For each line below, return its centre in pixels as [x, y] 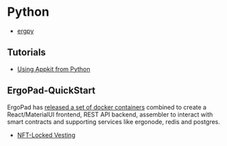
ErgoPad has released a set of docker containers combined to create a [107, 107]
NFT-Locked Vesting [46, 135]
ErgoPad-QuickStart [51, 91]
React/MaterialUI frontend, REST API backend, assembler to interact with [110, 114]
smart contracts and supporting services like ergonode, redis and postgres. [114, 121]
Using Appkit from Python [53, 69]
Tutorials [26, 52]
